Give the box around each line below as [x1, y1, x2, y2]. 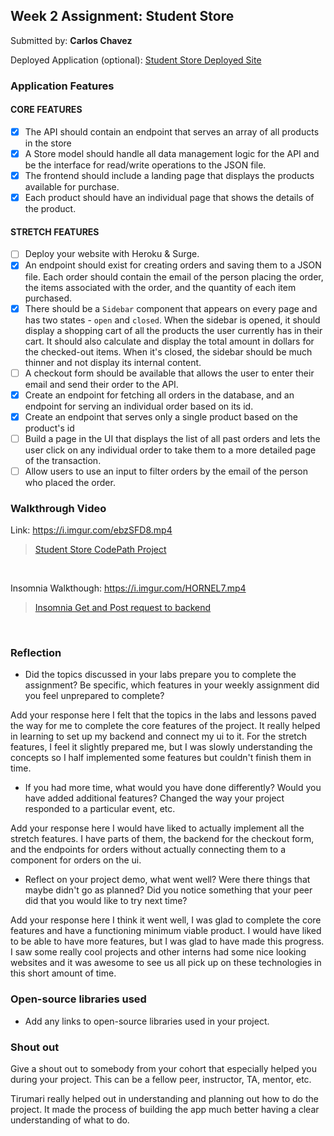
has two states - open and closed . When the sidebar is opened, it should [24, 314, 321, 326]
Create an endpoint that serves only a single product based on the [24, 410, 298, 423]
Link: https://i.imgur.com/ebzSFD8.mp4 [10, 524, 173, 536]
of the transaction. [24, 454, 102, 466]
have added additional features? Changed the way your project [24, 792, 285, 804]
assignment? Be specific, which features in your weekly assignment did [24, 679, 320, 691]
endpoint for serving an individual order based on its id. [24, 400, 254, 412]
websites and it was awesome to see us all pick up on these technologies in [10, 957, 322, 969]
